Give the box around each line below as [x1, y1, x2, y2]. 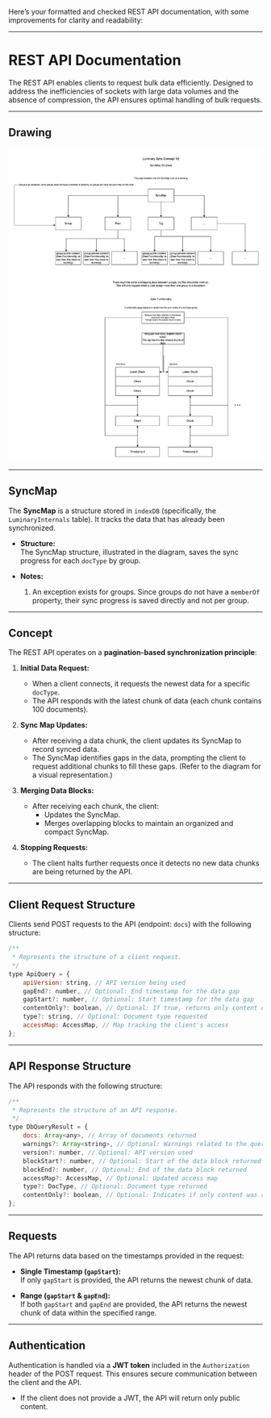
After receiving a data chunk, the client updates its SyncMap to [31, 736, 242, 745]
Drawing [8, 126, 52, 140]
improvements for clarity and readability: [8, 15, 144, 25]
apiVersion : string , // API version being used [23, 978, 186, 986]
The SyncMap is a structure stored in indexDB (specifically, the [8, 506, 216, 515]
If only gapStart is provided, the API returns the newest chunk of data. [19, 1274, 253, 1285]
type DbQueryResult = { [8, 1123, 89, 1132]
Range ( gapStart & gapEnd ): [19, 1291, 110, 1300]
